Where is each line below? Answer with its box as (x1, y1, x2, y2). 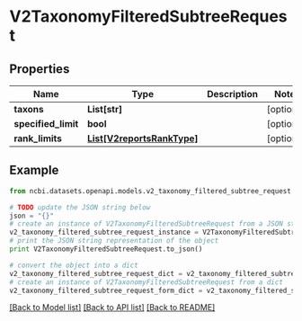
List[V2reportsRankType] (86, 132, 199, 145)
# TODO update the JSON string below (9, 202, 151, 212)
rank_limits (13, 132, 63, 145)
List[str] (86, 103, 123, 115)
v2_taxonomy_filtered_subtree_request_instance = (9, 227, 200, 237)
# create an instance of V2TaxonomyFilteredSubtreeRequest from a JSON (9, 219, 283, 228)
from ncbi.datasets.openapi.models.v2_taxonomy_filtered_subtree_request (9, 186, 292, 195)
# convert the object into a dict (9, 261, 139, 270)
